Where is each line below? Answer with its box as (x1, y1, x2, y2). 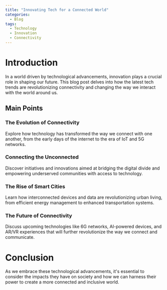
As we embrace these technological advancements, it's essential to (5, 268, 144, 274)
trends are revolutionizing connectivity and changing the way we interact (5, 84, 156, 90)
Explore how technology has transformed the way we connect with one (5, 130, 152, 136)
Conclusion (5, 252, 54, 263)
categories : (5, 12, 30, 17)
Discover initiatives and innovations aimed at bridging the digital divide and (5, 165, 160, 171)
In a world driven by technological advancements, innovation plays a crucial (5, 73, 162, 79)
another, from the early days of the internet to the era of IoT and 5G (5, 136, 144, 142)
